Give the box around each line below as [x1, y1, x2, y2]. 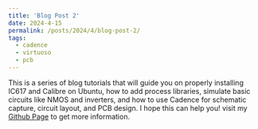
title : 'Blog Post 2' [8, 11, 80, 20]
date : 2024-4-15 [8, 19, 62, 27]
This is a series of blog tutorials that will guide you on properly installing [8, 77, 244, 88]
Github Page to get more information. [8, 111, 130, 121]
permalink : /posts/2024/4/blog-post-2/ [8, 26, 141, 34]
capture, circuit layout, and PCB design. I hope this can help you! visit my [8, 103, 248, 112]
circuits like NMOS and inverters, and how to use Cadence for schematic [8, 95, 247, 104]
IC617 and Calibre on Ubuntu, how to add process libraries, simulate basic [8, 86, 251, 96]
